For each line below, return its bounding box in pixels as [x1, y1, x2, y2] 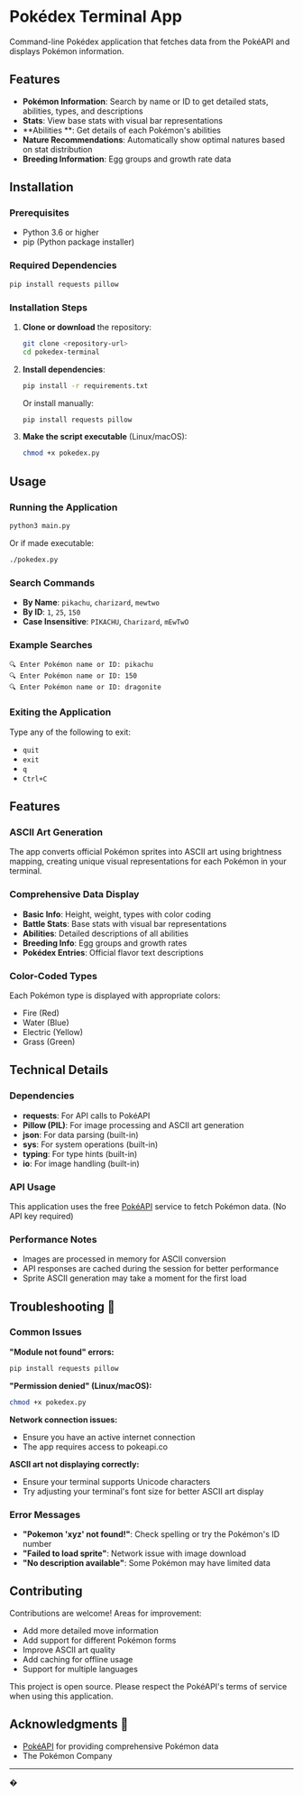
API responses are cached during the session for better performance [22, 1264, 280, 1274]
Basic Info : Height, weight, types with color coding [22, 909, 212, 920]
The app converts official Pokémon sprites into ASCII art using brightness [9, 847, 282, 857]
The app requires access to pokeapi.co [22, 1441, 169, 1452]
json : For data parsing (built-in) [22, 1129, 139, 1140]
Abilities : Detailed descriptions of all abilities [22, 928, 189, 939]
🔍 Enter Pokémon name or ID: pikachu [9, 661, 153, 670]
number [22, 1538, 52, 1549]
